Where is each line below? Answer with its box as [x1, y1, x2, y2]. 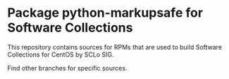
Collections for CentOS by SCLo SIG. [7, 50, 114, 59]
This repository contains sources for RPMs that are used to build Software [7, 43, 223, 51]
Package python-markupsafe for [7, 5, 203, 21]
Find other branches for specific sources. [7, 64, 128, 72]
